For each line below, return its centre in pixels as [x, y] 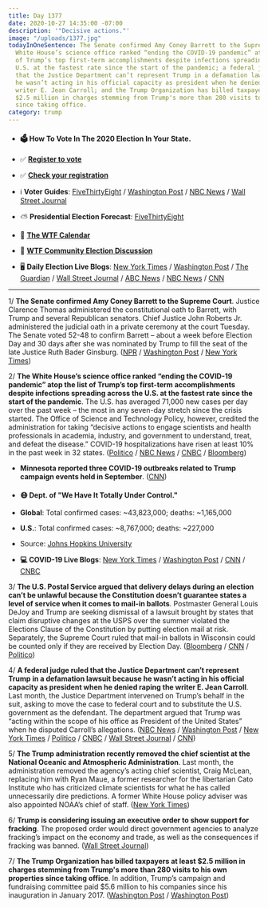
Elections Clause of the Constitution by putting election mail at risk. [118, 630]
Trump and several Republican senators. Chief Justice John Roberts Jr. [125, 318]
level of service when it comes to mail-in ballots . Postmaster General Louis [133, 604]
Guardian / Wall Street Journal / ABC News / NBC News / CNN [122, 278]
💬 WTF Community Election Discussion [86, 251]
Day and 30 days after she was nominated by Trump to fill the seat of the [128, 344]
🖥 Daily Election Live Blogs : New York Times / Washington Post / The [134, 267]
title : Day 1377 [35, 16]
